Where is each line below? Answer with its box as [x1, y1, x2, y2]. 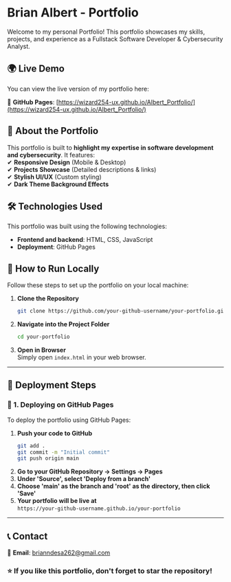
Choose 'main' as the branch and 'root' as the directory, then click [16, 482, 210, 491]
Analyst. [7, 42, 31, 50]
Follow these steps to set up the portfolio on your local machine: [7, 281, 189, 289]
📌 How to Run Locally [7, 262, 100, 274]
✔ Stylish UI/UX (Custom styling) [7, 172, 102, 181]
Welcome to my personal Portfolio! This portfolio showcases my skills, [7, 27, 206, 36]
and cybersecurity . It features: [7, 150, 95, 159]
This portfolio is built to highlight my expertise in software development [7, 143, 214, 152]
